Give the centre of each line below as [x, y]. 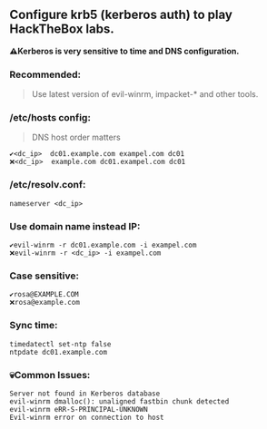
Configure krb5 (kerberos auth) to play [121, 15]
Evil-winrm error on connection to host [87, 417]
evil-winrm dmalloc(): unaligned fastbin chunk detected [119, 401]
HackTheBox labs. [62, 29]
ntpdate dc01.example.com [58, 352]
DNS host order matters [76, 137]
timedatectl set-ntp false [60, 344]
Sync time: [34, 326]
